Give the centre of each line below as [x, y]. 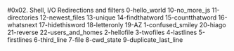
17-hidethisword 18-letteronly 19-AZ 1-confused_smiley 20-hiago [132, 25]
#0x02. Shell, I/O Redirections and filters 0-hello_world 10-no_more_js [109, 10]
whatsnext [22, 25]
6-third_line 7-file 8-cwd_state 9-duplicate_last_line [109, 40]
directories [23, 17]
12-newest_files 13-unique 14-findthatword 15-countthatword [128, 17]
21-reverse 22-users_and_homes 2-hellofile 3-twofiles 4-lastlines [102, 32]
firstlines [20, 40]
